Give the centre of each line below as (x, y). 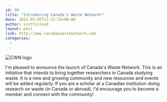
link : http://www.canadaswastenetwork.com (51, 33)
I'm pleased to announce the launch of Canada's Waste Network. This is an (84, 67)
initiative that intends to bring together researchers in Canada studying (79, 73)
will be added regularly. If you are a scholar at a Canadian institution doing (82, 83)
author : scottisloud (27, 24)
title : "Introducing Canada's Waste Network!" (55, 15)
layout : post (19, 29)
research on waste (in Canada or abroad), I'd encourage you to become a (82, 89)
